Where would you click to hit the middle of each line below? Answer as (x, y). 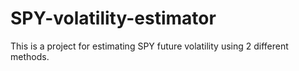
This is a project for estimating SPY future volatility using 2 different (149, 46)
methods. (30, 56)
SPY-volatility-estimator (113, 18)
